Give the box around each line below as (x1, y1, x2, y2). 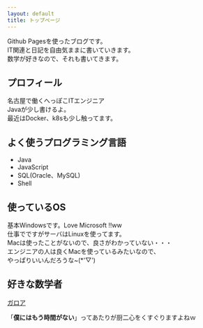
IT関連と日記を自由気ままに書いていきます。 (7, 45, 135, 54)
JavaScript (17, 163, 49, 171)
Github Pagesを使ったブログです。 (7, 36, 107, 45)
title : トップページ (7, 17, 61, 24)
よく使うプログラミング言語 (7, 136, 127, 148)
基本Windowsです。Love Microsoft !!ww (7, 221, 122, 229)
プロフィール (7, 76, 63, 88)
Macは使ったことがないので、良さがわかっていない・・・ (7, 238, 172, 247)
